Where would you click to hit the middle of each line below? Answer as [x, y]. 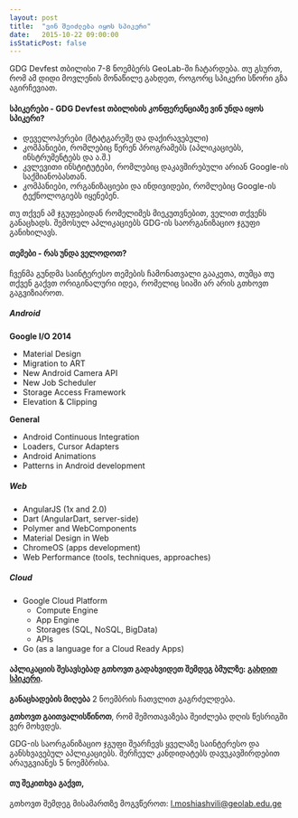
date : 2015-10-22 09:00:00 [64, 34]
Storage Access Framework [74, 392]
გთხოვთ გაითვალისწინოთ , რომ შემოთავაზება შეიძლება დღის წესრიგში [149, 716]
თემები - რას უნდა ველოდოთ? [68, 253]
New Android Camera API [70, 372]
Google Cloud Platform [65, 600]
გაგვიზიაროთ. [37, 292]
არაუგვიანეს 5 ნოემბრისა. [60, 762]
